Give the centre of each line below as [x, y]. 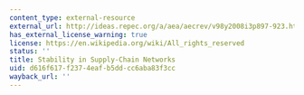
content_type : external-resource [72, 18]
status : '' [30, 52]
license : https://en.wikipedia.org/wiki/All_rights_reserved [127, 43]
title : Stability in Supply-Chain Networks [93, 60]
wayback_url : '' [40, 77]
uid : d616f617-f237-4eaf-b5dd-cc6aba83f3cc [93, 69]
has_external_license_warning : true [78, 34]
